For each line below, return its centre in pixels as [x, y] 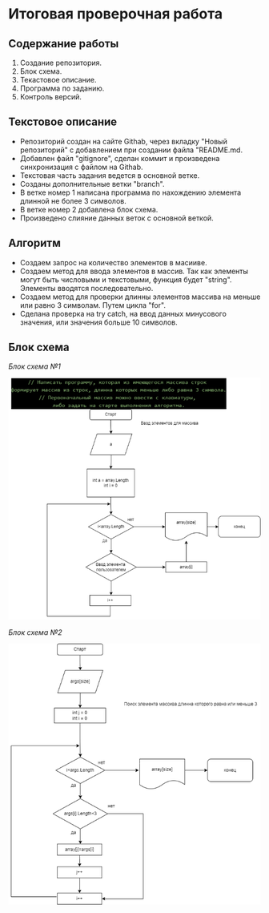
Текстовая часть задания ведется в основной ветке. [110, 175]
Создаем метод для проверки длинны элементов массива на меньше [140, 297]
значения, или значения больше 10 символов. [98, 322]
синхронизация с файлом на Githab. [81, 167]
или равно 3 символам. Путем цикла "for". [93, 305]
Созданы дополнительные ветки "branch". [92, 184]
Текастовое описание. [58, 80]
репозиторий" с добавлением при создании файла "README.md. [131, 150]
